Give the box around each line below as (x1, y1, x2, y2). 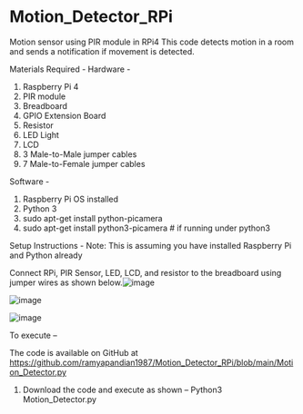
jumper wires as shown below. (9, 277, 123, 288)
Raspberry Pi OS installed (22, 193, 119, 204)
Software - (9, 175, 50, 187)
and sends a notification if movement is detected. (9, 45, 196, 56)
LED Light (22, 129, 59, 140)
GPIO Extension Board (22, 110, 106, 121)
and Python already (9, 250, 84, 261)
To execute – (9, 330, 57, 340)
